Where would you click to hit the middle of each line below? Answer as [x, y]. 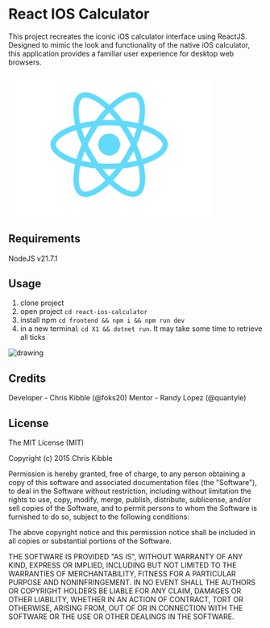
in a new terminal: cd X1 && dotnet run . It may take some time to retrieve [141, 329]
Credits [27, 378]
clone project [42, 303]
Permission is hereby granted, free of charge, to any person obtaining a [127, 474]
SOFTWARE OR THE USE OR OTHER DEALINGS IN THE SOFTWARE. [121, 617]
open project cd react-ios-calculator [83, 312]
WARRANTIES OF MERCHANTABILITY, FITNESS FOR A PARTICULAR [122, 574]
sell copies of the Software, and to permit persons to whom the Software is [133, 508]
